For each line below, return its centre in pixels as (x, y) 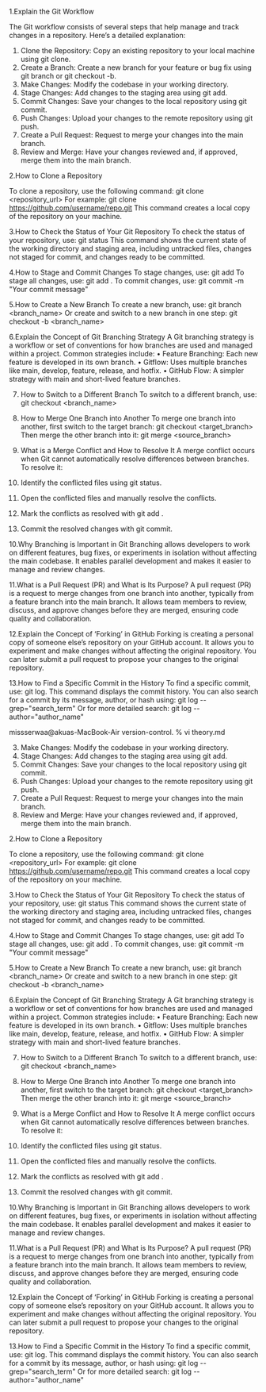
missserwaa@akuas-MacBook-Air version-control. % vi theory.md (117, 732)
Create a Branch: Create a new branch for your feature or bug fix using (136, 67)
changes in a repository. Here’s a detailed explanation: (97, 35)
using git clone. (46, 59)
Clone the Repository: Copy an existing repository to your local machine (138, 50)
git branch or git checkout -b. (68, 76)
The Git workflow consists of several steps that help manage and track (124, 27)
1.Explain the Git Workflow (51, 12)
